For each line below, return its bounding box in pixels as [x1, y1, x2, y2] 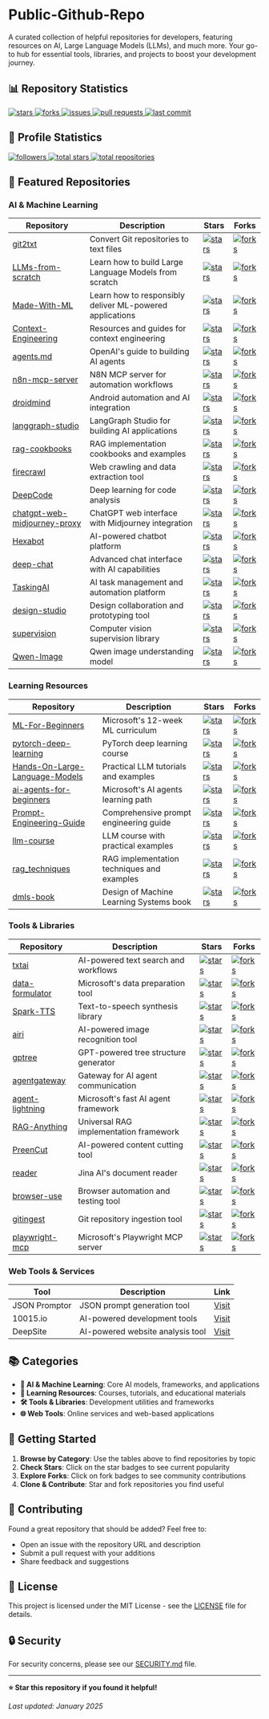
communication [78, 1080, 137, 1091]
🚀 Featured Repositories [8, 175, 130, 189]
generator [78, 1057, 115, 1068]
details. [8, 1610, 33, 1619]
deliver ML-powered [89, 299, 168, 311]
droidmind [12, 397, 50, 409]
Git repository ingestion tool [78, 1213, 183, 1224]
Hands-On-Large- [12, 760, 86, 772]
